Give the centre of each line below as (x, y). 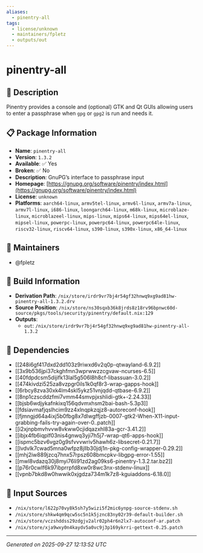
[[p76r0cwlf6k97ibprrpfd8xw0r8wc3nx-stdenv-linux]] (82, 468)
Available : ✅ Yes (36, 164)
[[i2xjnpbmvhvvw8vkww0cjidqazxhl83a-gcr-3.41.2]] (80, 429)
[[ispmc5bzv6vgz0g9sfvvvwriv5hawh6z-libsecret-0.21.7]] (88, 442)
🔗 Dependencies (38, 350)
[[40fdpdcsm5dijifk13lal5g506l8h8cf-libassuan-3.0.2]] (83, 378)
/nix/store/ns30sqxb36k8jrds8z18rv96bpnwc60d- (118, 308)
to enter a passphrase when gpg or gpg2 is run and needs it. (80, 113)
